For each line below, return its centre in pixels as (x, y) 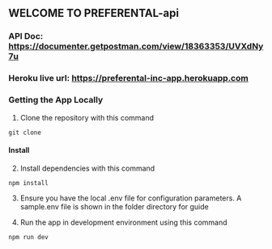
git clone (25, 133)
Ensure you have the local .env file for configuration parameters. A (131, 198)
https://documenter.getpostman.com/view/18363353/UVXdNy (136, 46)
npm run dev (28, 237)
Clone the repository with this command (87, 117)
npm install (28, 183)
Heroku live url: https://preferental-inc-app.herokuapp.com (128, 78)
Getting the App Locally (56, 100)
